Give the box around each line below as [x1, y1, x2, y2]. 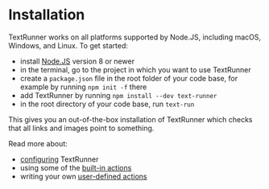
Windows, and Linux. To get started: [8, 40, 129, 50]
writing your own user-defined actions [19, 171, 147, 181]
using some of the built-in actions [19, 162, 132, 172]
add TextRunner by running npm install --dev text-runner [19, 90, 217, 100]
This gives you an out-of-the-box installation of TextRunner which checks [8, 114, 253, 124]
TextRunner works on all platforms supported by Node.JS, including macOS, [8, 32, 262, 42]
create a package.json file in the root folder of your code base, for [19, 73, 238, 83]
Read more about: [8, 138, 68, 148]
